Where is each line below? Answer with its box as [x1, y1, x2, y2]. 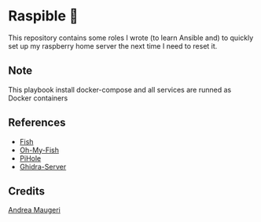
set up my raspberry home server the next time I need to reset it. [8, 41, 218, 50]
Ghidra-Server [19, 162, 67, 171]
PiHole [19, 153, 42, 163]
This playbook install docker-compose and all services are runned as [8, 85, 232, 94]
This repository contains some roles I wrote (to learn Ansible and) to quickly [8, 33, 254, 42]
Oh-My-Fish [19, 145, 60, 155]
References [8, 116, 66, 129]
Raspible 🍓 [8, 7, 79, 25]
